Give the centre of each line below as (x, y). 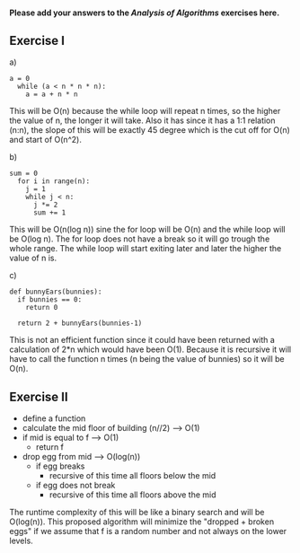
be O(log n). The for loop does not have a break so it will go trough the (140, 239)
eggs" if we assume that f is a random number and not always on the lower (148, 531)
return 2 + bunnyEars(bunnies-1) (80, 323)
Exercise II (39, 396)
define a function (54, 418)
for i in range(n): (54, 181)
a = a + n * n (52, 94)
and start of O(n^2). (46, 140)
